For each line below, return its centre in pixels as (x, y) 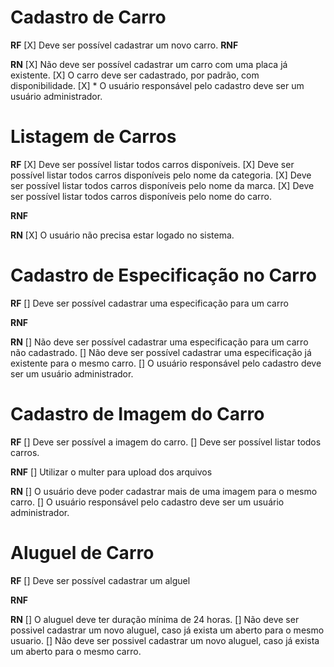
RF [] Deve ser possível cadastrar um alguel (100, 580)
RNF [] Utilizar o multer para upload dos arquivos (111, 472)
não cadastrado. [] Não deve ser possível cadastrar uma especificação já (161, 352)
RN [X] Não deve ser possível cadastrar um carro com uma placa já (149, 64)
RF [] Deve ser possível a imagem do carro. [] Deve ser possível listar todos (166, 442)
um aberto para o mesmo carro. (76, 651)
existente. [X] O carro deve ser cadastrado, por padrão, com (135, 75)
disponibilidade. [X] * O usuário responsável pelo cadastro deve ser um (157, 85)
